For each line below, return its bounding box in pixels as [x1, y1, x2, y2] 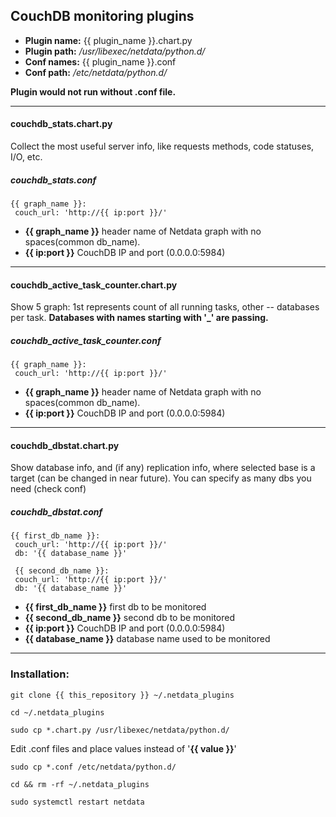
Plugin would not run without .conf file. [10, 85, 177, 98]
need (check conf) [10, 483, 87, 495]
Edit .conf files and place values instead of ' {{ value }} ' [10, 742, 237, 754]
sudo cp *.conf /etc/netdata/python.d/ [10, 762, 177, 772]
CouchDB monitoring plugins [10, 8, 195, 25]
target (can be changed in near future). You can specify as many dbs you [10, 472, 312, 484]
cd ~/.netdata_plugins [10, 707, 105, 718]
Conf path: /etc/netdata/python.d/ [24, 66, 168, 78]
